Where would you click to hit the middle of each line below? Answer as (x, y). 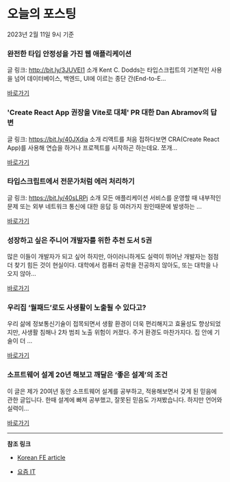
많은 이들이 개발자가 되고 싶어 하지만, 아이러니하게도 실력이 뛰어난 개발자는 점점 (113, 257)
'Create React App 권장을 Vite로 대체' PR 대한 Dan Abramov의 (108, 112)
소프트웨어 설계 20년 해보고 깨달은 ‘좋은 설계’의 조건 (87, 375)
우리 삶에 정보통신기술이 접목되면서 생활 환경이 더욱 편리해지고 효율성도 (102, 324)
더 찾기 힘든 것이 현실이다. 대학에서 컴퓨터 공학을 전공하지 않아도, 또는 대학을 (109, 265)
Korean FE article (41, 457)
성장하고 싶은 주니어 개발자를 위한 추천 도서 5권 (80, 240)
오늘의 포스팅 (42, 14)
